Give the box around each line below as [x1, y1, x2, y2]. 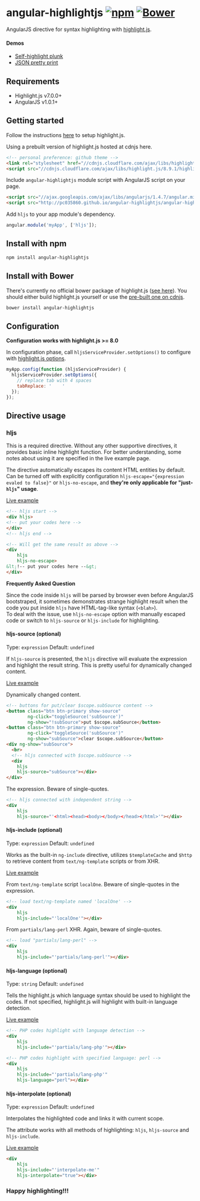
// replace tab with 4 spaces [17, 377, 92, 383]
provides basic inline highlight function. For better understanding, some [6, 448, 182, 456]
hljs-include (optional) [6, 827, 62, 834]
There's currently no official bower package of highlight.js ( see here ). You [6, 287, 187, 294]
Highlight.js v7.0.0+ [14, 92, 62, 99]
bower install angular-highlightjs [6, 305, 95, 311]
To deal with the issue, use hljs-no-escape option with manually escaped [6, 610, 186, 617]
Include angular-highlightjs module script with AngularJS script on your [6, 177, 186, 184]
